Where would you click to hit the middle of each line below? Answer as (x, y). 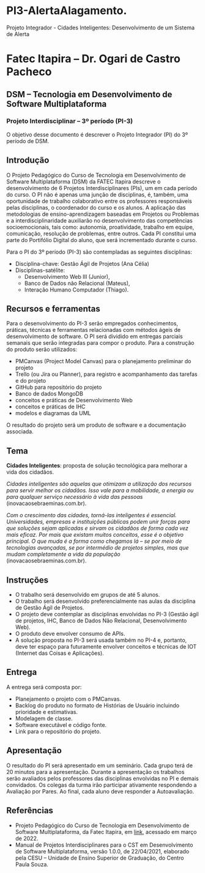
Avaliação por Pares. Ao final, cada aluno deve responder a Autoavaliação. (100, 791)
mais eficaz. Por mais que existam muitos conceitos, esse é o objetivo (95, 535)
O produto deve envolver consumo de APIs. (70, 634)
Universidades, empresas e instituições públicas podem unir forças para (98, 522)
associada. (20, 432)
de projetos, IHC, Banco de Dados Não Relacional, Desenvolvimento (101, 621)
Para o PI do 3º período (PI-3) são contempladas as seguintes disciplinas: (99, 252)
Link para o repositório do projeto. (58, 731)
